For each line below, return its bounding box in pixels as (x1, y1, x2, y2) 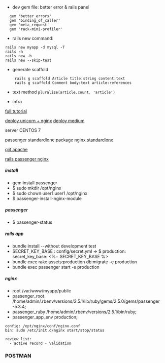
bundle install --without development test (12, 243, 97, 249)
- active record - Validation (9, 341, 71, 346)
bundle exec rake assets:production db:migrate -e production (12, 259, 137, 265)
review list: (5, 336, 32, 341)
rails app (5, 231, 24, 237)
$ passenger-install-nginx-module (12, 195, 82, 202)
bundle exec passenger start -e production (12, 264, 99, 270)
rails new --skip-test (5, 58, 52, 63)
